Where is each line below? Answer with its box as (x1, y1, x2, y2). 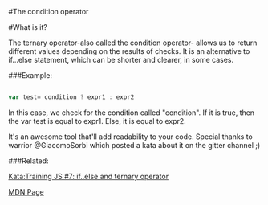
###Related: (8, 156, 50, 166)
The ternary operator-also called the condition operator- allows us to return (8, 38, 258, 47)
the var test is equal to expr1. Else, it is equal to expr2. (8, 116, 186, 125)
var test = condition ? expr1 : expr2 (8, 93, 135, 101)
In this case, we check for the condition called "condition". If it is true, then (8, 108, 255, 117)
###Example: (8, 71, 52, 80)
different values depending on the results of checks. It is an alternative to (8, 47, 250, 55)
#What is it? (8, 23, 48, 31)
